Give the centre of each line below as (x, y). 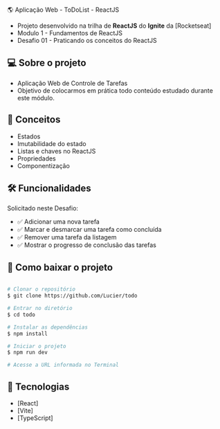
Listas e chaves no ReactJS (56, 151)
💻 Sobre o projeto (47, 63)
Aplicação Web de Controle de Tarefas (72, 83)
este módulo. (36, 98)
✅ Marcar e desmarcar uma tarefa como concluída (89, 230)
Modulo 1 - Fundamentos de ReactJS (70, 33)
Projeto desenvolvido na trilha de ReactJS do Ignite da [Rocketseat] (114, 26)
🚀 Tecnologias (38, 386)
